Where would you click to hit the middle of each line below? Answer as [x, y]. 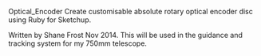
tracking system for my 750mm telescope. [78, 43]
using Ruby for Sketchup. [50, 20]
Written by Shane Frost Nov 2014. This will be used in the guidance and [126, 35]
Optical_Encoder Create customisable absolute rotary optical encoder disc [130, 11]
